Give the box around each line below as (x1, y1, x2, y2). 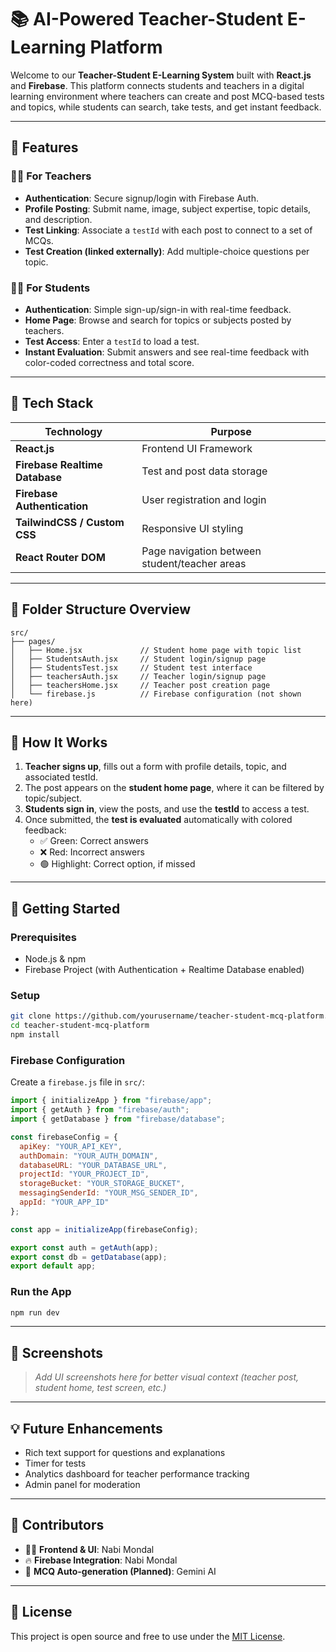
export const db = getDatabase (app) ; (10, 1252, 168, 1262)
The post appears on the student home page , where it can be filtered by (24, 782, 325, 794)
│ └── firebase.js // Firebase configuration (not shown (10, 689, 302, 699)
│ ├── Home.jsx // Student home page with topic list (10, 645, 302, 655)
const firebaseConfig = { (10, 1132, 118, 1142)
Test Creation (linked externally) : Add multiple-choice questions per (24, 245, 310, 257)
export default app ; (10, 1261, 97, 1271)
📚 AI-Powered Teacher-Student (10, 8, 284, 31)
